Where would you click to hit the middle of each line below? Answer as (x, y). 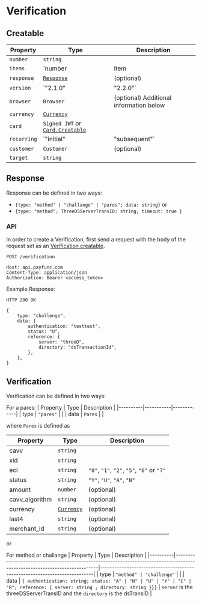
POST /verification (31, 257)
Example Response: (31, 289)
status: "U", (44, 332)
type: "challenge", (41, 316)
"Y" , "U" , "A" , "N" (112, 480)
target (19, 158)
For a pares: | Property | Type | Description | (61, 407)
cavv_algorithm (31, 499)
